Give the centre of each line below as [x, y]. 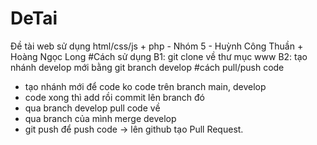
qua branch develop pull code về [92, 108]
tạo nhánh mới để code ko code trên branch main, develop [145, 86]
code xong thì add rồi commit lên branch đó [115, 97]
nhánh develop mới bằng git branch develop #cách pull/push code [147, 67]
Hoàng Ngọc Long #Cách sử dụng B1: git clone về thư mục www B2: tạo [159, 56]
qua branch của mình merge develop [100, 118]
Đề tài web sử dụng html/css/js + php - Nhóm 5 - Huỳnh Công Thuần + [157, 46]
